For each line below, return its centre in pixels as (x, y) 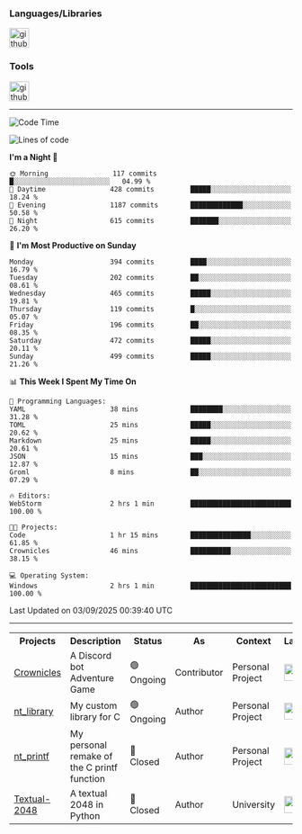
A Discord (91, 655)
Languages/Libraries (56, 13)
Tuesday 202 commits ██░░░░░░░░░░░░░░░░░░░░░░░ (151, 277)
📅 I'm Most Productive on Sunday (73, 245)
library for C (95, 717)
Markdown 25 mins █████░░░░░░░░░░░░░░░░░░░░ (151, 440)
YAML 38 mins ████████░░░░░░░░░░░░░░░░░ (151, 409)
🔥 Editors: (30, 496)
